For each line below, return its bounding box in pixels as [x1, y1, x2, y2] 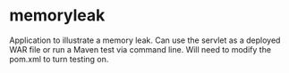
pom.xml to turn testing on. [9, 53, 109, 64]
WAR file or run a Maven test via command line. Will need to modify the [9, 44, 271, 54]
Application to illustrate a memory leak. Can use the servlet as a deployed [9, 35, 281, 45]
